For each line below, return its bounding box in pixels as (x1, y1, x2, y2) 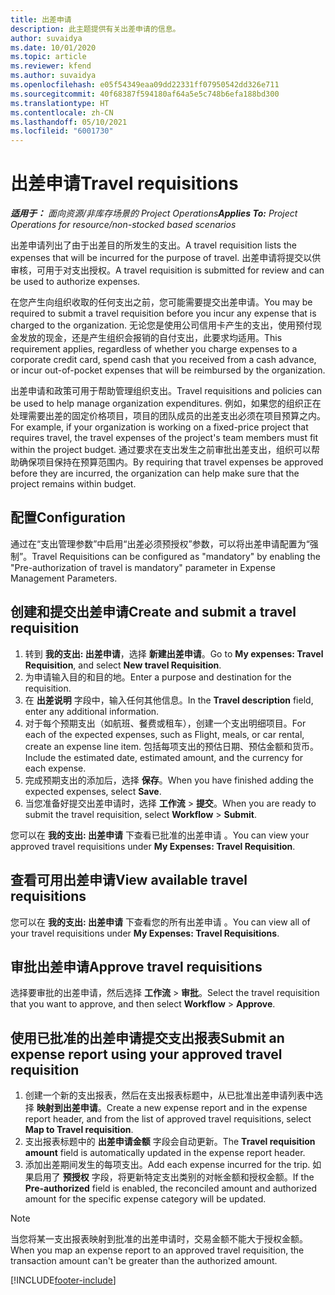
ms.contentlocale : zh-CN (10, 107, 114, 118)
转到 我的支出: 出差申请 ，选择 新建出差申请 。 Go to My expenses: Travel (24, 647, 324, 660)
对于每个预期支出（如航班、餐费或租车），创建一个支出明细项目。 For (24, 717, 307, 729)
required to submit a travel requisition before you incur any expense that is (10, 307, 317, 320)
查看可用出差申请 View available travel (10, 872, 248, 889)
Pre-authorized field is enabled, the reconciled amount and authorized (24, 1182, 318, 1195)
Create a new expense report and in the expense (106, 1102, 308, 1114)
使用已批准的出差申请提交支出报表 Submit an (10, 1029, 285, 1046)
